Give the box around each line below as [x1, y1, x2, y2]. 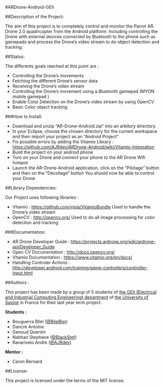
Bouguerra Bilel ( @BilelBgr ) [12, 319, 68, 324]
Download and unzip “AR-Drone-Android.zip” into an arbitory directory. [12, 123, 157, 129]
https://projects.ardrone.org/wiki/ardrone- [70, 239, 156, 244]
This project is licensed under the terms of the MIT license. [5, 378, 125, 383]
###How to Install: [5, 114, 43, 119]
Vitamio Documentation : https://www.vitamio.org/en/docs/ [12, 254, 132, 260]
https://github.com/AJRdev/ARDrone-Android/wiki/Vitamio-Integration [12, 144, 155, 149]
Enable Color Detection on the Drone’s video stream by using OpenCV [12, 99, 154, 105]
